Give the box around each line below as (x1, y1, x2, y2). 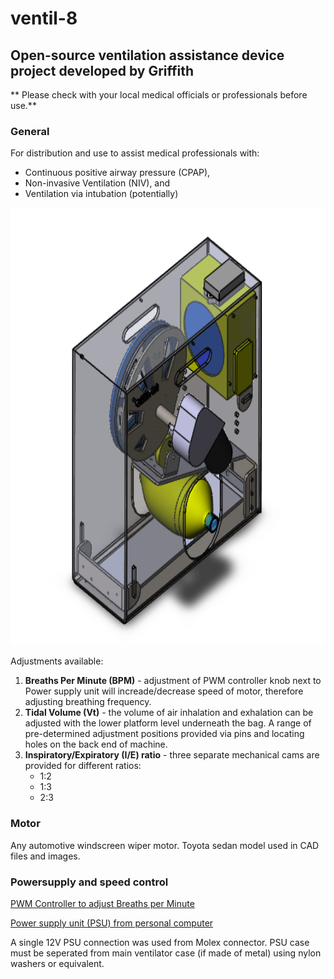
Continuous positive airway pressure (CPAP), (24, 167, 211, 179)
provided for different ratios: (24, 760, 142, 772)
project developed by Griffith (10, 62, 195, 79)
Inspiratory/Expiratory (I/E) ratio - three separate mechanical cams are (24, 749, 320, 761)
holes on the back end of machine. (24, 738, 168, 751)
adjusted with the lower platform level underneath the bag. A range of (24, 717, 312, 729)
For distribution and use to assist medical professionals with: (10, 147, 260, 159)
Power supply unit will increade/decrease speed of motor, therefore (24, 685, 304, 697)
